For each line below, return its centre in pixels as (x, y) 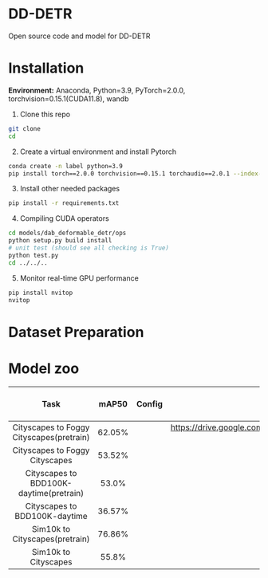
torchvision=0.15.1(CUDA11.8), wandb (69, 98)
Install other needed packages (70, 189)
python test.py (33, 255)
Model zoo (44, 368)
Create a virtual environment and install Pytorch (98, 151)
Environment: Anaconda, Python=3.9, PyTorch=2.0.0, (97, 90)
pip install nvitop (41, 293)
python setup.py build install (60, 241)
